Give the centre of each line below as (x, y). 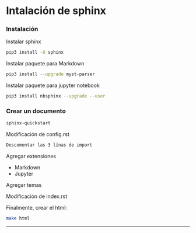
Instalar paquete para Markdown (45, 64)
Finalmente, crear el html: (36, 208)
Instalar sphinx (24, 41)
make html (18, 218)
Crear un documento (36, 111)
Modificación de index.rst (37, 196)
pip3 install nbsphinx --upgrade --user (56, 96)
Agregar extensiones (31, 157)
